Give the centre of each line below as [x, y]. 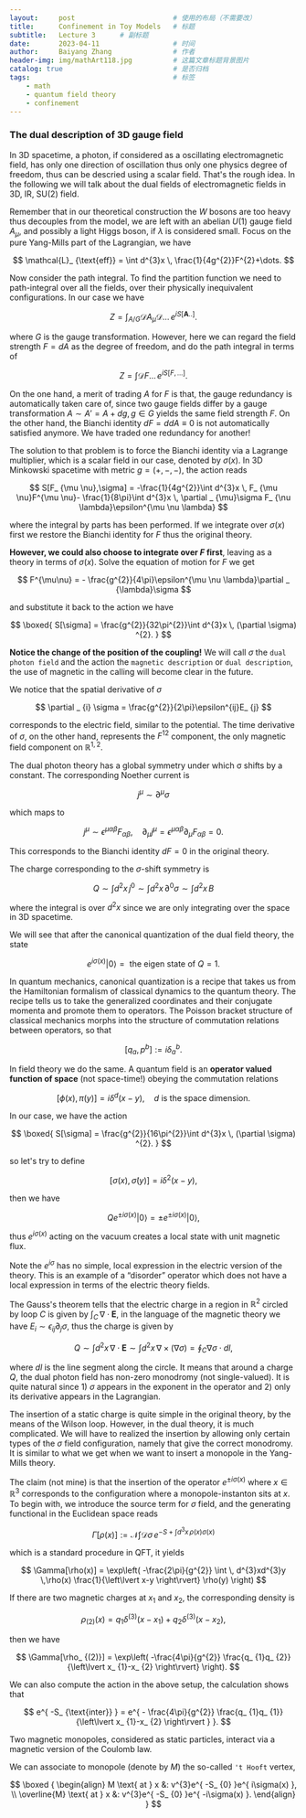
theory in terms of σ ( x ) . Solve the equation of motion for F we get [132, 561]
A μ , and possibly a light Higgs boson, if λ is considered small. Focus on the [151, 232]
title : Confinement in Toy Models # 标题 [102, 27]
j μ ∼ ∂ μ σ [153, 794]
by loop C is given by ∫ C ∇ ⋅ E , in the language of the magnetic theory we [145, 1315]
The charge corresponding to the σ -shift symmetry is [110, 869]
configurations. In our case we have [77, 297]
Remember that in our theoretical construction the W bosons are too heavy [150, 211]
